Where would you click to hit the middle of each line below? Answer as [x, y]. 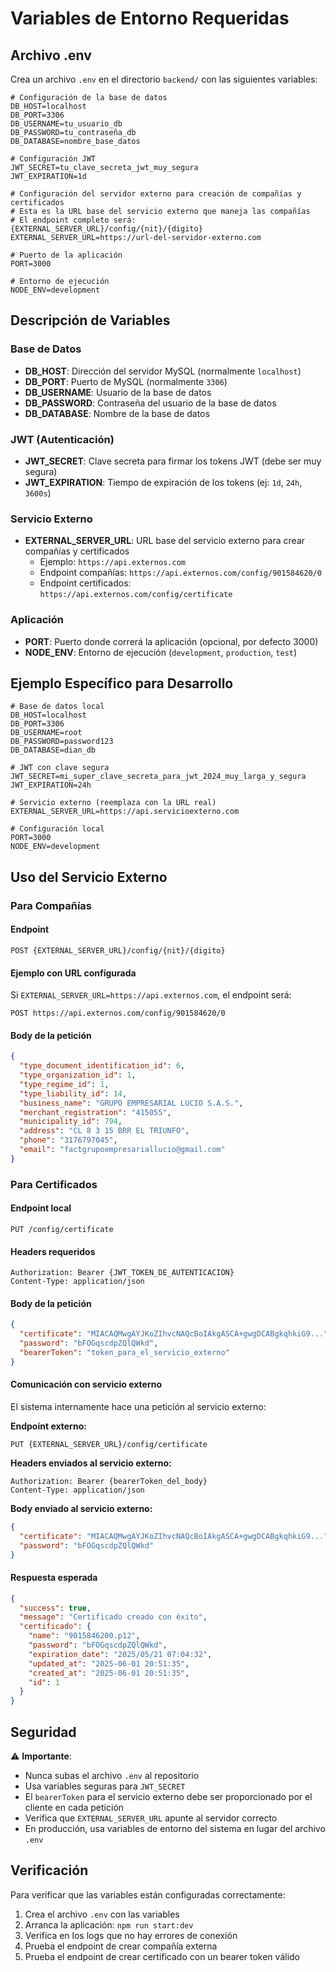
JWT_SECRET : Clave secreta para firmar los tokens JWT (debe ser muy [173, 461]
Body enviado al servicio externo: [81, 1508]
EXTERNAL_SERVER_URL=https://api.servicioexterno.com [125, 812]
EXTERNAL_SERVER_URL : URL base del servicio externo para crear [165, 541]
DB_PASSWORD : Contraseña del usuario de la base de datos [150, 403]
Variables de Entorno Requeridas [150, 18]
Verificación [49, 1870]
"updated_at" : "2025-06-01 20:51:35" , [109, 1663]
